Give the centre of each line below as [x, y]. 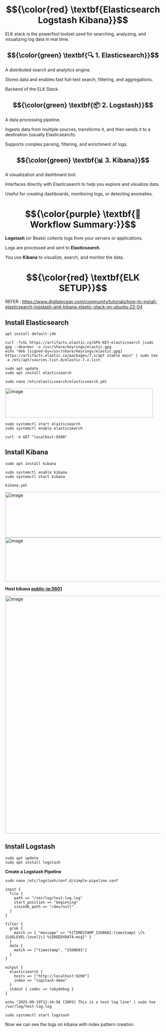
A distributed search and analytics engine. [48, 70]
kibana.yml [16, 485]
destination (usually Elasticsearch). [41, 134]
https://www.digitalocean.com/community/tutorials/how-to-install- [90, 302]
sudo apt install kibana [31, 463]
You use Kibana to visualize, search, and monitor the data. [65, 257]
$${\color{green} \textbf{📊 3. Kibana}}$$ [83, 160]
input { [13, 889]
